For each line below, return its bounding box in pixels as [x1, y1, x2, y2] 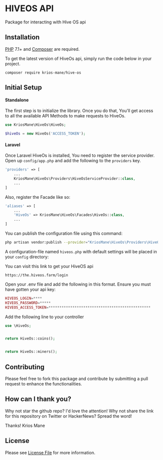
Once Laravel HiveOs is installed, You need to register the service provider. [5, 153, 155, 158]
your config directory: [5, 254, 49, 260]
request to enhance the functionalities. [5, 381, 82, 386]
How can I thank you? [5, 395, 71, 403]
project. [5, 60, 21, 66]
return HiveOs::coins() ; [5, 336, 55, 341]
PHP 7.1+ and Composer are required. [5, 46, 80, 52]
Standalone [5, 97, 29, 103]
